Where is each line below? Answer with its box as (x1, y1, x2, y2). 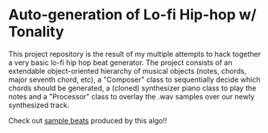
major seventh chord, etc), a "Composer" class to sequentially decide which (8, 75, 261, 84)
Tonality (8, 22, 64, 41)
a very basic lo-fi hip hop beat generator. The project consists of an (8, 58, 233, 67)
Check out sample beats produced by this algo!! (8, 115, 167, 125)
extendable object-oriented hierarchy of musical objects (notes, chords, (8, 66, 247, 75)
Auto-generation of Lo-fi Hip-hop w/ (8, 6, 257, 24)
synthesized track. (8, 100, 70, 110)
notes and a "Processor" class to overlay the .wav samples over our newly (8, 91, 255, 101)
